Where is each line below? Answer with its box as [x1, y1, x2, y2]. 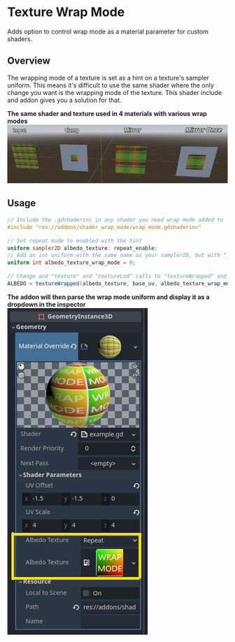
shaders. [7, 34, 33, 43]
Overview [7, 55, 51, 67]
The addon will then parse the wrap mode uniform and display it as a [7, 293, 210, 301]
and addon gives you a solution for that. [7, 96, 122, 104]
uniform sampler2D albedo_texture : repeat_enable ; [7, 245, 158, 251]
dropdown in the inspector [7, 300, 86, 308]
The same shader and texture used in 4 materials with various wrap [7, 109, 208, 117]
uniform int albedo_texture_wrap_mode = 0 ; [7, 259, 136, 266]
